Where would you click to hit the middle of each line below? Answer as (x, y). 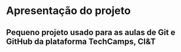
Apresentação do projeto (68, 11)
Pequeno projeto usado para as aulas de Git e (91, 32)
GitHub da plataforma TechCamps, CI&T (81, 41)
